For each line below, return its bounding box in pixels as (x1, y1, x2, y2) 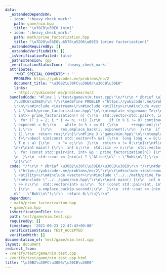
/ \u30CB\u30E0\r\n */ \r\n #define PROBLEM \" (14, 99, 107, 104)
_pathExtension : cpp (9, 58, 52, 63)
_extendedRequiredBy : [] (9, 44, 61, 49)
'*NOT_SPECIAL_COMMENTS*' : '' (14, 72, 77, 77)
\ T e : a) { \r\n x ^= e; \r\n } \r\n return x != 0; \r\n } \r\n (14, 140, 154, 146)
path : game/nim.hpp (14, 21, 54, 26)
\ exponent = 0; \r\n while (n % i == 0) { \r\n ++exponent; (14, 122, 156, 127)
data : (5, 7, 16, 12)
